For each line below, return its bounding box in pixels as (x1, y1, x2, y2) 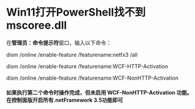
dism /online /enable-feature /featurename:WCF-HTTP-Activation (6, 62, 169, 69)
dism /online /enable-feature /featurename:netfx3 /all (6, 51, 138, 58)
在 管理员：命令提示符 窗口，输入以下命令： (6, 39, 112, 46)
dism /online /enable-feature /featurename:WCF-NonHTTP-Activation (6, 74, 179, 81)
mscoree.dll (6, 19, 67, 32)
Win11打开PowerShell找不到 (6, 5, 146, 19)
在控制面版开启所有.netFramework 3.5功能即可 (6, 96, 124, 104)
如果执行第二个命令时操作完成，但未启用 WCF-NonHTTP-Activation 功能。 (6, 89, 193, 96)
